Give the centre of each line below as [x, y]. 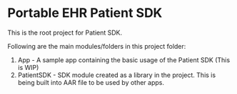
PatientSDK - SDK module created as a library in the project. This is [117, 75]
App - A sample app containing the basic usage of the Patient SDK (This [124, 60]
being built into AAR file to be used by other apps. [91, 82]
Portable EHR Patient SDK [85, 13]
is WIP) [28, 67]
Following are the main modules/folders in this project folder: [97, 46]
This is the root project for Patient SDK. [65, 33]
